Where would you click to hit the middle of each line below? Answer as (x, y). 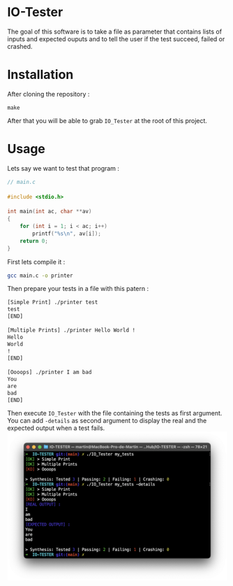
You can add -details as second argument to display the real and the (107, 421)
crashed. (20, 46)
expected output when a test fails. (56, 428)
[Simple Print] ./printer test (53, 302)
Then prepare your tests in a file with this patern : (78, 289)
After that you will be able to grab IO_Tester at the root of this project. (107, 120)
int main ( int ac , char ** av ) (50, 212)
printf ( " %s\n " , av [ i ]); (67, 234)
